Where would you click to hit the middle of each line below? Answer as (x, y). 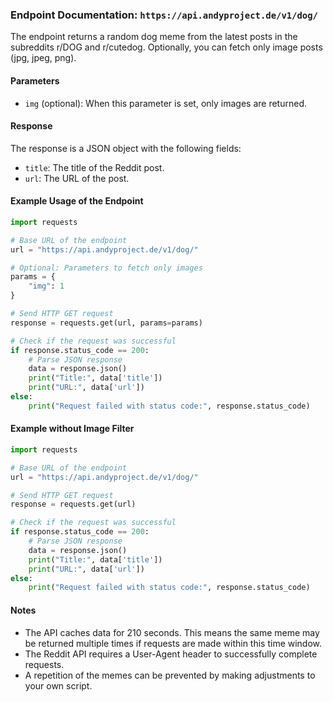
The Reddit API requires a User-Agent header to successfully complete (171, 654)
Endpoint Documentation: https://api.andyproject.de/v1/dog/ (164, 15)
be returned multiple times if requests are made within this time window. (173, 643)
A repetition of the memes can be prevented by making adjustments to (170, 675)
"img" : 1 (46, 286)
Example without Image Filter (72, 429)
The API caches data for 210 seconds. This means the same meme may (172, 632)
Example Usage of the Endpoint (77, 201)
